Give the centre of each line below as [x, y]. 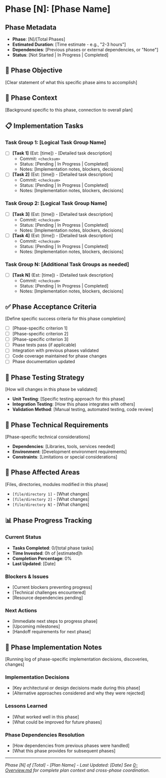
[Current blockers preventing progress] [52, 587]
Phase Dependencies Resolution [45, 735]
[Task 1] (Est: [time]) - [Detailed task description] [62, 153]
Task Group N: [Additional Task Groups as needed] [67, 264]
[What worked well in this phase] [45, 717]
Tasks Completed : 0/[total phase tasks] [53, 548]
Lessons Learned [26, 706]
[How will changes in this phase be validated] [51, 389]
